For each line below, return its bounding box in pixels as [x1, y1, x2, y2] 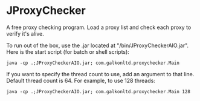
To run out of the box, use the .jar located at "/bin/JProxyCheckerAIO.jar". [6, 42, 189, 49]
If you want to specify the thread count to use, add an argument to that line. [6, 70, 195, 77]
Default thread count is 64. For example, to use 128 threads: [6, 77, 155, 84]
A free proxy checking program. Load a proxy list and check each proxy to [6, 24, 192, 31]
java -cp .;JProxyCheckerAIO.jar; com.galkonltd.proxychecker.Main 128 [6, 88, 190, 94]
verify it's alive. [6, 30, 44, 37]
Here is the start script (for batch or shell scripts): [6, 48, 130, 55]
